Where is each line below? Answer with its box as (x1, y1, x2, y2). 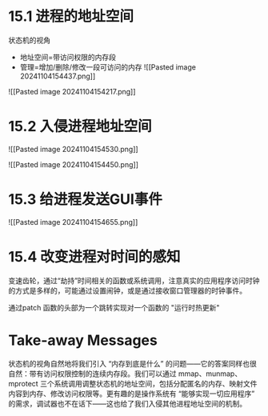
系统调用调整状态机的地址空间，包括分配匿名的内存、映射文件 (54, 378, 258, 388)
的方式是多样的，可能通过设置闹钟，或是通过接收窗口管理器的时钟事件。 (8, 286, 246, 295)
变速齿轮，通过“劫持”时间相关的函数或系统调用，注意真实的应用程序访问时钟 (8, 275, 260, 285)
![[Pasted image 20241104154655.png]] (8, 217, 138, 226)
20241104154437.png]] (19, 71, 96, 81)
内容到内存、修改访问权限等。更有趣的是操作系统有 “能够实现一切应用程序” (8, 389, 255, 398)
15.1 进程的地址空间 (8, 7, 134, 26)
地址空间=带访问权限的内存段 (19, 52, 117, 62)
